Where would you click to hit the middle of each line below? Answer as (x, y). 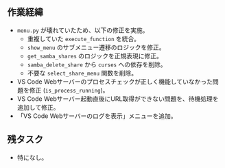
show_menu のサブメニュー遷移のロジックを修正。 (96, 47)
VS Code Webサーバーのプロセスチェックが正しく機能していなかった (115, 82)
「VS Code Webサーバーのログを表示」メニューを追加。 (97, 116)
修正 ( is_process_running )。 (69, 90)
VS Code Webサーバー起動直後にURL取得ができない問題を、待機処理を (118, 99)
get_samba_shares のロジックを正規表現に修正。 (95, 56)
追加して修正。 (38, 107)
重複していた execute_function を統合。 (84, 38)
